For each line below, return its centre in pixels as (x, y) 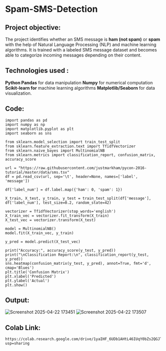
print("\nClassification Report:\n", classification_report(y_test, (77, 255)
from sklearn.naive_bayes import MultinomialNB (55, 150)
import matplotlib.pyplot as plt (40, 129)
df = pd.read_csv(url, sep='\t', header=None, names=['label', (72, 176)
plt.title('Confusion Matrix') (37, 272)
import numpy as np (25, 124)
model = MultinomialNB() (31, 229)
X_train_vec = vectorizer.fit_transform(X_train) (57, 216)
